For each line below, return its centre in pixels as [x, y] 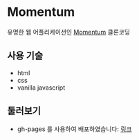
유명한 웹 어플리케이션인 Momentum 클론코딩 [68, 32]
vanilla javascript [41, 88]
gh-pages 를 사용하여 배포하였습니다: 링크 [74, 129]
